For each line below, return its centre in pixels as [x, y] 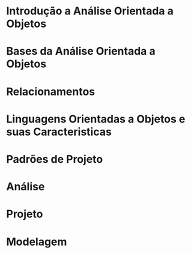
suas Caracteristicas [59, 132]
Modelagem [37, 242]
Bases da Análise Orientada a [81, 51]
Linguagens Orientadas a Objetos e [96, 119]
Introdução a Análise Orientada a [90, 11]
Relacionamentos [50, 92]
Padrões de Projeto [55, 159]
